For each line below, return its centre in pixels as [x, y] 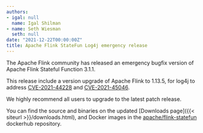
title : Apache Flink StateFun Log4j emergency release [77, 46]
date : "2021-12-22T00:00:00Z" [45, 40]
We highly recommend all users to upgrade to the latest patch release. [94, 99]
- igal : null [23, 18]
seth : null [25, 34]
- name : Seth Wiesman [34, 29]
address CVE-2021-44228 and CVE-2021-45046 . [68, 87]
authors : [17, 12]
